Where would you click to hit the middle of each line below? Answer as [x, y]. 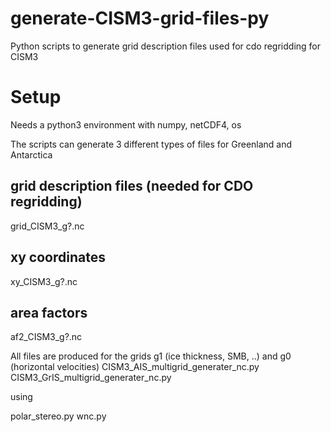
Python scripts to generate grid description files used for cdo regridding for [166, 46]
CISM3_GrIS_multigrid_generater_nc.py [91, 378]
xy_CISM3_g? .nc [44, 281]
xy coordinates [58, 257]
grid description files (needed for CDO [132, 186]
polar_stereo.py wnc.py [58, 416]
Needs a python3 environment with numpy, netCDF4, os [126, 124]
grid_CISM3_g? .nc [47, 226]
